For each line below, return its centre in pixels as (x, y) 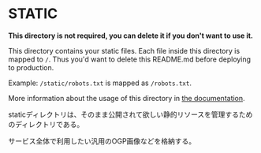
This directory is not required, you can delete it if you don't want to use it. (131, 35)
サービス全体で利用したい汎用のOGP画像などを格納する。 (102, 141)
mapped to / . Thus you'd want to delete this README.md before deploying (129, 59)
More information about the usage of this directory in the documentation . (127, 98)
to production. (31, 67)
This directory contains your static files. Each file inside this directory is (124, 50)
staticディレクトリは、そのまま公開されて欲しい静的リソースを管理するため (130, 114)
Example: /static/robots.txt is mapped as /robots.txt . (100, 83)
